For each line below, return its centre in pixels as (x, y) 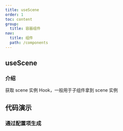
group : (12, 24)
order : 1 (14, 15)
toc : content (19, 19)
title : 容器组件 (25, 29)
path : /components (29, 43)
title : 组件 (22, 38)
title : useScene (22, 10)
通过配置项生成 (23, 123)
